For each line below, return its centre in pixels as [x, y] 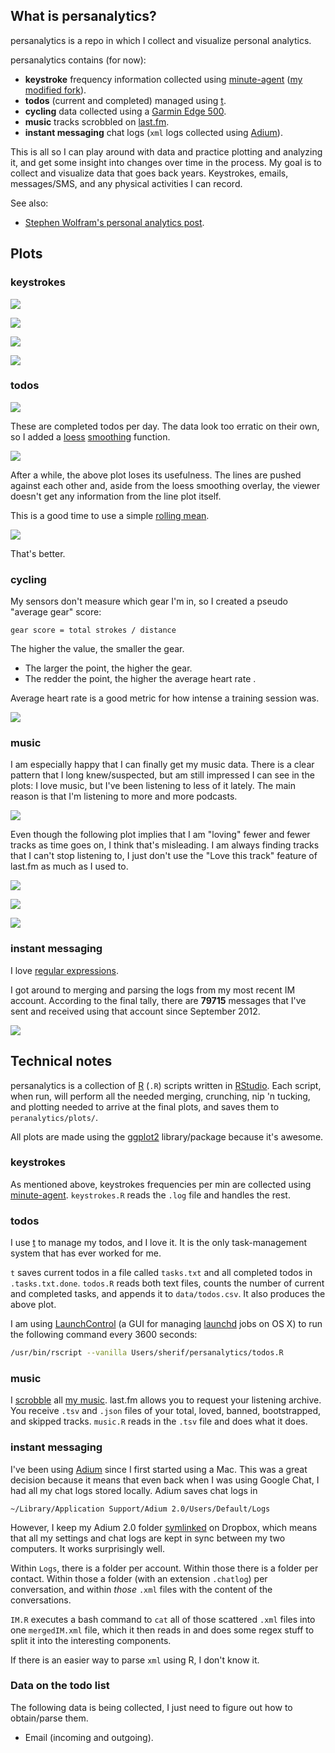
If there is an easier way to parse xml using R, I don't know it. [135, 1660]
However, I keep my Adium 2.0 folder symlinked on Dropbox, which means [164, 1527]
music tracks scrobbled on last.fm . [97, 121]
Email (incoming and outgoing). [89, 1737]
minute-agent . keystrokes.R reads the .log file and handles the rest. [150, 1195]
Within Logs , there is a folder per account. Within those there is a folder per [164, 1568]
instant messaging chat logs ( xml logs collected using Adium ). [153, 132]
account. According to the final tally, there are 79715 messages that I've [158, 1000]
